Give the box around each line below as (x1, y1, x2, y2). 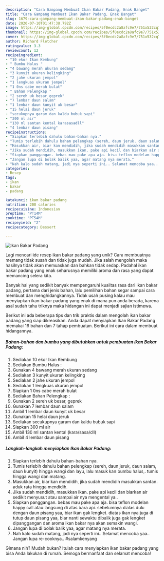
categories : (5, 166, 30, 171)
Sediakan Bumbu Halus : (12, 362, 62, 368)
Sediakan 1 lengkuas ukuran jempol (12, 382, 84, 388)
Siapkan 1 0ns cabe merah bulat (12, 388, 77, 394)
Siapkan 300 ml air (12, 424, 51, 430)
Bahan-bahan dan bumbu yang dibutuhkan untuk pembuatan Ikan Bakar (5, 339, 157, 345)
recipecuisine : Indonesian (5, 207, 60, 211)
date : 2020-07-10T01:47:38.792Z (5, 21, 71, 26)
